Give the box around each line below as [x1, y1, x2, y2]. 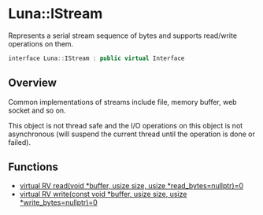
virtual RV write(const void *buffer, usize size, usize [19, 190, 187, 199]
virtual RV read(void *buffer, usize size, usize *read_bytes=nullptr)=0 [19, 181, 244, 191]
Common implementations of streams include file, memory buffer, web [8, 97, 238, 106]
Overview [8, 76, 57, 90]
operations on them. [8, 39, 74, 48]
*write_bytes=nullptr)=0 [19, 198, 98, 207]
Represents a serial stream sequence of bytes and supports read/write [8, 31, 238, 40]
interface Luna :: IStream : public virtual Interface [8, 54, 185, 62]
